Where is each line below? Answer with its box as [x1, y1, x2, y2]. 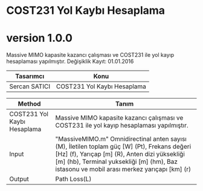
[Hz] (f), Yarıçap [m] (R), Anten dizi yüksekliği [55, 150, 185, 158]
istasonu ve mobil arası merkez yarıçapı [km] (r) [55, 165, 192, 173]
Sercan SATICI [9, 82, 50, 91]
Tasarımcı [14, 72, 45, 80]
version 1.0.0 [6, 31, 72, 45]
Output [9, 175, 29, 183]
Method [18, 100, 41, 108]
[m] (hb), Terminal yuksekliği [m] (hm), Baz [55, 158, 178, 166]
